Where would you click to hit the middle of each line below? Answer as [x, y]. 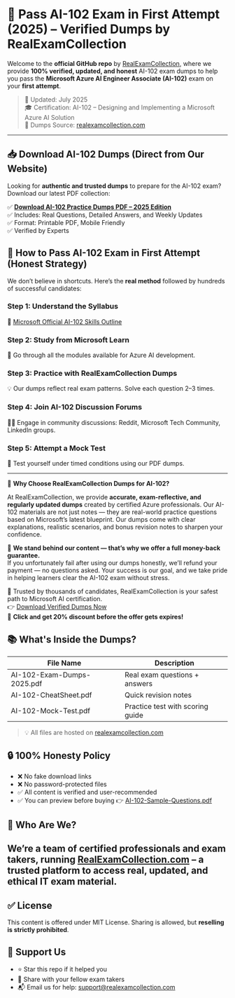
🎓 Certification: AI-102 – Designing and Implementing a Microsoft [120, 107]
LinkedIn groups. [31, 430]
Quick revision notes [158, 695]
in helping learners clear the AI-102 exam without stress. [88, 578]
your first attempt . [34, 86]
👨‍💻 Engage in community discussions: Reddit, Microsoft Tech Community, [114, 422]
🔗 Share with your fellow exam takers [71, 979]
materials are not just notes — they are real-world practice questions [118, 512]
